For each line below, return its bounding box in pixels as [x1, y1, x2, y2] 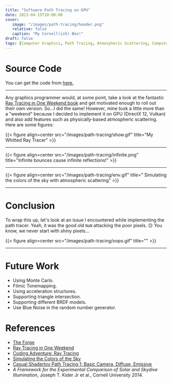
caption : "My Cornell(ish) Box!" [12, 31, 83, 36]
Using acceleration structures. [12, 288, 77, 294]
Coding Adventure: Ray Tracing [12, 350, 79, 356]
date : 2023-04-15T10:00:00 [5, 12, 63, 17]
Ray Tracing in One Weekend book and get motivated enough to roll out [5, 100, 156, 106]
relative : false [12, 27, 47, 32]
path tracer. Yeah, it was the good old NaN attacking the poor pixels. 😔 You [5, 222, 162, 228]
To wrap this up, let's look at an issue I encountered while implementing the [5, 217, 165, 223]
